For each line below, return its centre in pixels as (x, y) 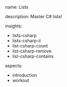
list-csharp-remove (32, 51)
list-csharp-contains (33, 56)
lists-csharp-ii (26, 41)
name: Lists (17, 7)
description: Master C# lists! (34, 16)
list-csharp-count (30, 46)
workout (21, 80)
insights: (14, 26)
